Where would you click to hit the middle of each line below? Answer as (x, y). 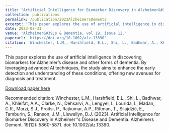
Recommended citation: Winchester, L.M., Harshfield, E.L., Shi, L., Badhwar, (83, 98)
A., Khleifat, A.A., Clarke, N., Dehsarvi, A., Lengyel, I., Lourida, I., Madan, (80, 103)
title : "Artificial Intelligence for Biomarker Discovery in (71, 10)
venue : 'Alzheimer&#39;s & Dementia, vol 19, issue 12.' (66, 33)
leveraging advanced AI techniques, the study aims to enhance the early (80, 68)
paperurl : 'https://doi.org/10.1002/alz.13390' (56, 38)
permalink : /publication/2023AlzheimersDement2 (56, 19)
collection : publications (32, 15)
